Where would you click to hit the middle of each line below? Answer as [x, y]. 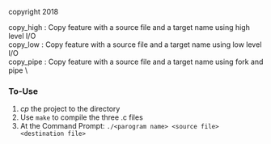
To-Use [23, 91]
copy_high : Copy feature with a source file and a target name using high [129, 27]
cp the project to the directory [70, 109]
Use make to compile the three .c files [81, 117]
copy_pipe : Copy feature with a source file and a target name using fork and [136, 61]
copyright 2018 [34, 12]
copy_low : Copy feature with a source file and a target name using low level [135, 44]
